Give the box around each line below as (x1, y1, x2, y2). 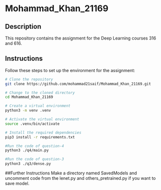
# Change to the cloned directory (5, 90, 75, 95)
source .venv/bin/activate (5, 121, 60, 126)
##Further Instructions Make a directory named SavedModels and (5, 170, 137, 176)
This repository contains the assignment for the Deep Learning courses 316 (5, 35, 157, 41)
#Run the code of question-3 (5, 157, 64, 162)
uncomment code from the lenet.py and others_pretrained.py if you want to (5, 175, 156, 181)
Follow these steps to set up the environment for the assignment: (5, 67, 135, 73)
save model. (5, 181, 30, 187)
